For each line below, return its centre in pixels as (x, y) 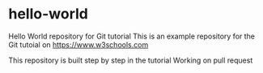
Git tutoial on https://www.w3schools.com (78, 44)
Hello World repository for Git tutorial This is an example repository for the (132, 36)
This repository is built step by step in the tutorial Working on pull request (131, 60)
